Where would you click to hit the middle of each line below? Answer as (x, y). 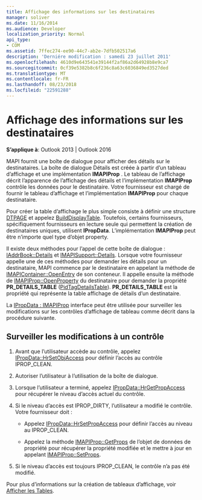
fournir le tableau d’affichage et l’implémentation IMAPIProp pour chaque (97, 193)
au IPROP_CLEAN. (46, 430)
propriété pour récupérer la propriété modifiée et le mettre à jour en (108, 448)
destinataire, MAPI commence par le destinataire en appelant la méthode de (101, 267)
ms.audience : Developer (36, 29)
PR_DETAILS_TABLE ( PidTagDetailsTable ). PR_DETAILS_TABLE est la (92, 287)
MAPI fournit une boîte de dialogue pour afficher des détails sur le (88, 161)
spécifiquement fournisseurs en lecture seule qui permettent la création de (99, 224)
